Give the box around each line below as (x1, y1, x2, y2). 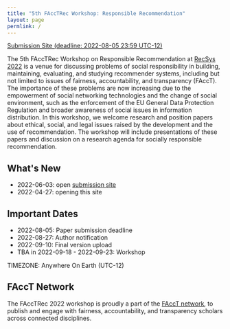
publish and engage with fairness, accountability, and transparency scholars (7, 306, 223, 315)
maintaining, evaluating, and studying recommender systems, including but (7, 69, 220, 78)
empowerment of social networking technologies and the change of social (7, 91, 218, 100)
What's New (7, 162, 61, 174)
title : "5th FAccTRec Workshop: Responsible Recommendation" (7, 10, 186, 17)
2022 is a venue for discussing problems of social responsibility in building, (7, 63, 220, 71)
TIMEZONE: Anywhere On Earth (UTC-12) (7, 262, 125, 269)
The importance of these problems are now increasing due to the (7, 84, 192, 93)
